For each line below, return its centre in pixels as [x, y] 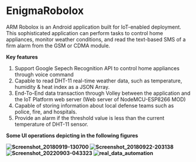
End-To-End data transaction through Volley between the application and [102, 93]
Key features [22, 57]
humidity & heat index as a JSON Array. [62, 87]
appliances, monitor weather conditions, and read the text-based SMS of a [96, 39]
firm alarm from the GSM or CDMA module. [58, 46]
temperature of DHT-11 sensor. [51, 124]
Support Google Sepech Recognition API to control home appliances [97, 68]
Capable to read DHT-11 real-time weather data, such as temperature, [98, 81]
